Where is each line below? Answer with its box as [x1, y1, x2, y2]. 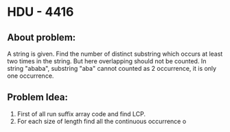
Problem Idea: [7, 91, 69, 103]
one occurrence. [7, 71, 54, 80]
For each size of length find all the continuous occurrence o [16, 117, 187, 125]
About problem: [7, 32, 76, 43]
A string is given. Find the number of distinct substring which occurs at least [7, 49, 223, 58]
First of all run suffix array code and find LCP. [16, 109, 146, 118]
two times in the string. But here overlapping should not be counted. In [7, 57, 207, 65]
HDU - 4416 [7, 4, 74, 20]
